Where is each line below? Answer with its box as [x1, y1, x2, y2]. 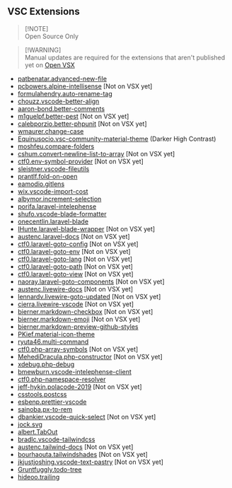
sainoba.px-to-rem [17, 405, 73, 413]
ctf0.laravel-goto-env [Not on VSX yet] [17, 247, 131, 255]
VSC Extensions [7, 6, 80, 18]
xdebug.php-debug [17, 360, 75, 368]
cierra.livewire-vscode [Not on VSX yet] [17, 300, 134, 308]
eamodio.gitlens [17, 180, 65, 188]
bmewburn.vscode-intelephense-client [17, 367, 132, 376]
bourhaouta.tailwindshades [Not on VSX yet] [17, 450, 149, 458]
